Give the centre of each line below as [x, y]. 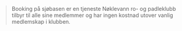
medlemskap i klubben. [41, 22]
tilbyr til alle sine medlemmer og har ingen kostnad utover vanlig [92, 15]
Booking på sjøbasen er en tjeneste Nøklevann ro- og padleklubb [93, 9]
